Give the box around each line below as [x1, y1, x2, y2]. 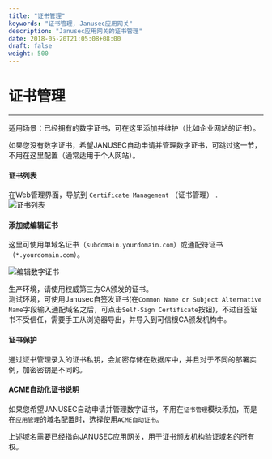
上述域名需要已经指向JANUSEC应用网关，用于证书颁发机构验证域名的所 [8, 431, 248, 441]
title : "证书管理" [8, 11, 66, 20]
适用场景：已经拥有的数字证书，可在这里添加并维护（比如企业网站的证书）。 [8, 122, 261, 132]
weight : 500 [8, 49, 49, 58]
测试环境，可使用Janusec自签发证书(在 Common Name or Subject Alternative [8, 294, 262, 304]
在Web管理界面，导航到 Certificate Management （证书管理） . [8, 190, 219, 199]
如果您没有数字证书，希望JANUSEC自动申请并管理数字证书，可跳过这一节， [8, 139, 261, 150]
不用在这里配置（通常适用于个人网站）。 [8, 150, 140, 160]
